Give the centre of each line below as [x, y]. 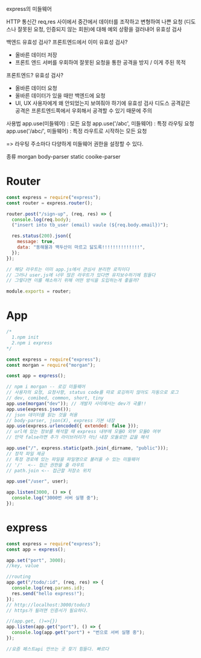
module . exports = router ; [39, 291]
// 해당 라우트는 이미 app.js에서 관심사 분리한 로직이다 [68, 269]
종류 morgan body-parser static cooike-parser [63, 157]
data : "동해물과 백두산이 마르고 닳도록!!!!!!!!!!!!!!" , [81, 247]
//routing [19, 577]
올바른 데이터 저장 [36, 55]
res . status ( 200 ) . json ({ [41, 236]
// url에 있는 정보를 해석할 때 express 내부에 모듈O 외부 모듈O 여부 [84, 432]
